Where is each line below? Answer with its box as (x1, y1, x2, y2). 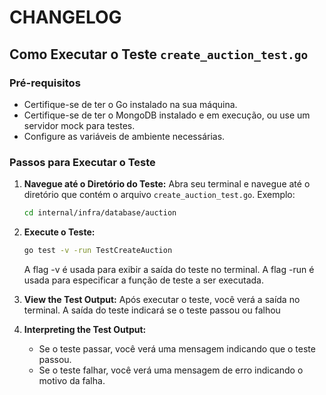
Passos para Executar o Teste (9, 155, 156, 169)
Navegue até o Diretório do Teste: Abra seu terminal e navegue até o (23, 178, 311, 190)
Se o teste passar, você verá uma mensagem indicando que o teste (38, 342, 316, 355)
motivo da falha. (38, 374, 106, 386)
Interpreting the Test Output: (23, 323, 147, 335)
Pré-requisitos (9, 76, 81, 90)
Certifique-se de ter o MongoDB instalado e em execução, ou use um (23, 109, 311, 121)
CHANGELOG (9, 6, 122, 29)
